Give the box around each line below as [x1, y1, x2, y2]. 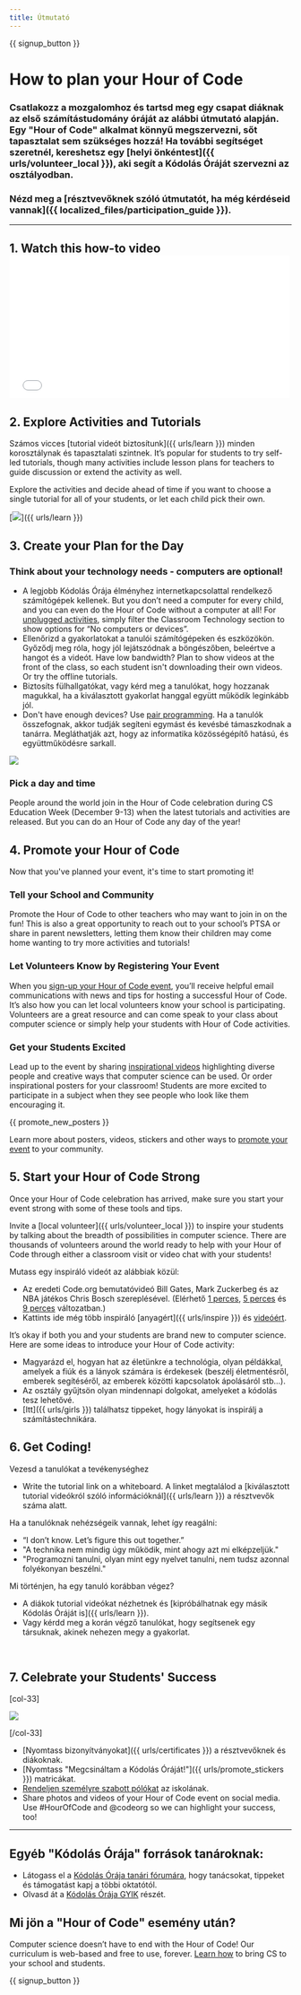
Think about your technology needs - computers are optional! [9, 565, 284, 577]
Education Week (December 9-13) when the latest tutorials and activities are [9, 807, 291, 818]
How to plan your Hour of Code [9, 69, 244, 90]
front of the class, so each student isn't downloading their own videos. [21, 661, 283, 672]
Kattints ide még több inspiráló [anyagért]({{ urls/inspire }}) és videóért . [21, 1312, 287, 1323]
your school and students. [9, 1957, 106, 1968]
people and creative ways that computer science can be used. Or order [9, 1071, 273, 1081]
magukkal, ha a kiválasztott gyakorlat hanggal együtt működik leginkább [21, 690, 289, 700]
